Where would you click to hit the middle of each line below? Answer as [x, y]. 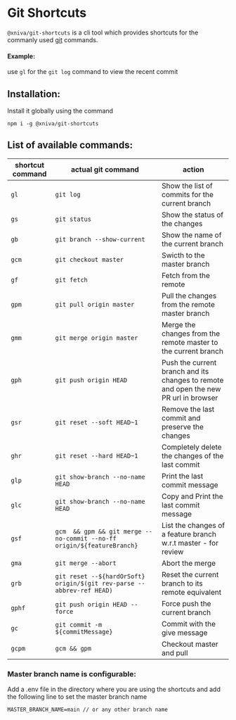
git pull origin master [95, 304]
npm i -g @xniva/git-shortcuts [53, 124]
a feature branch [189, 534]
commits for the [188, 194]
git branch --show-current [100, 239]
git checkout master [90, 259]
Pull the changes [189, 296]
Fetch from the [186, 275]
